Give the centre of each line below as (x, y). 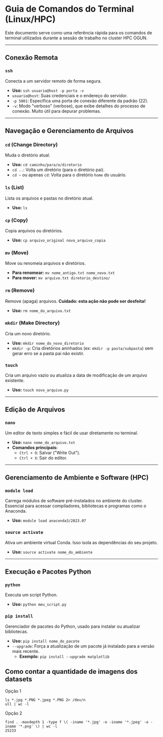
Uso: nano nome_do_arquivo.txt (43, 442)
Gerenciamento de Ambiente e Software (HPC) (77, 478)
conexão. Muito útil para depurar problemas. (57, 111)
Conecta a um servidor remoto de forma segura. (53, 81)
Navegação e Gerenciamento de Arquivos (69, 131)
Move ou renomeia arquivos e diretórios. (45, 263)
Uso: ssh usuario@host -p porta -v (48, 90)
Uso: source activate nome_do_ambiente (52, 552)
